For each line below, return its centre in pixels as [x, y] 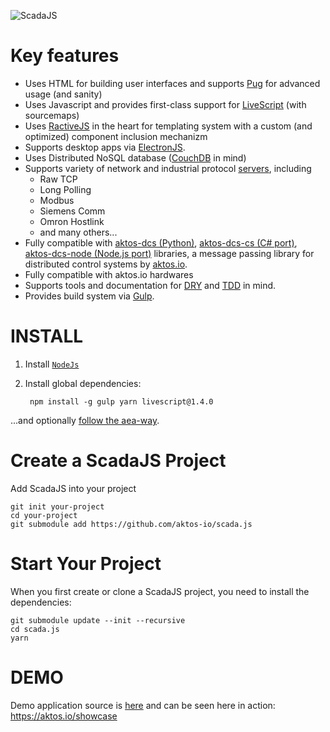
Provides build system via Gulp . [89, 296]
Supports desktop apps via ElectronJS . [105, 147]
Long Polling [65, 189]
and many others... [78, 232]
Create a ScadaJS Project [118, 461]
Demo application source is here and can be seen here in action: [143, 705]
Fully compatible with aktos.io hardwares [109, 274]
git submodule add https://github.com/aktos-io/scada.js [131, 524]
